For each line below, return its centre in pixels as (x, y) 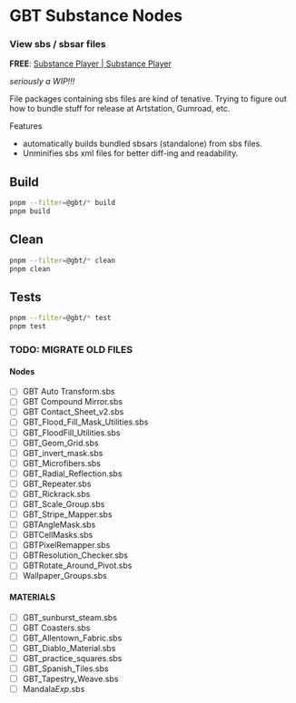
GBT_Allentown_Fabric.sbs (72, 638)
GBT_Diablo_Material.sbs (69, 648)
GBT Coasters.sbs (56, 628)
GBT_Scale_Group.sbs (64, 503)
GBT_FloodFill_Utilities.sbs (71, 433)
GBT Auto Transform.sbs (69, 392)
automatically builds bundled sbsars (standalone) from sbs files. (143, 144)
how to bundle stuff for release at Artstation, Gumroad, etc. (120, 109)
